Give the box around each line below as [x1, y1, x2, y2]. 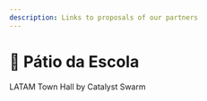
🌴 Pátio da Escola [9, 51, 140, 72]
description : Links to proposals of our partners [9, 13, 199, 22]
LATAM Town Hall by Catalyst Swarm [9, 81, 146, 92]
